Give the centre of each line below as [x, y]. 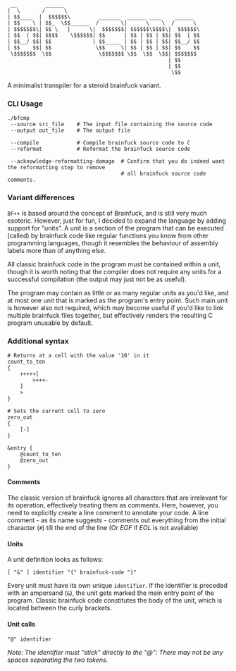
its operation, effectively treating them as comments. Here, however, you [113, 505]
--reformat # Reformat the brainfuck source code [100, 149]
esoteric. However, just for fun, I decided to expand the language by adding [117, 221]
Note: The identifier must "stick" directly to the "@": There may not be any [115, 652]
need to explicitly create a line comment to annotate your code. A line [108, 513]
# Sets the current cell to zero [56, 411]
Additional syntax [38, 341]
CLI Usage [25, 104]
